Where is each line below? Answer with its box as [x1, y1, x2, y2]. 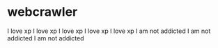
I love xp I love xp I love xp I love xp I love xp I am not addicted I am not [7, 27, 211, 35]
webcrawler [7, 4, 78, 20]
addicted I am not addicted [7, 34, 85, 42]
